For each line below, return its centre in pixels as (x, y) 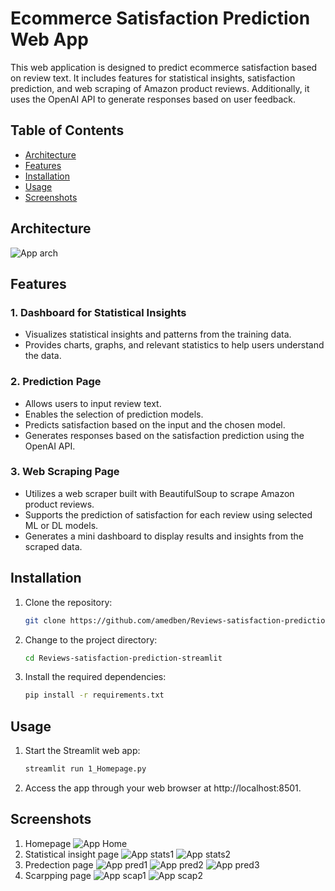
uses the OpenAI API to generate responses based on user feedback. (153, 99)
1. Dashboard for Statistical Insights (98, 312)
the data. (43, 356)
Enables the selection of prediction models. (114, 414)
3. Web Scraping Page (65, 472)
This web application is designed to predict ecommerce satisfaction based (164, 67)
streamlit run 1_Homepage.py (85, 769)
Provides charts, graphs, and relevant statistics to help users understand (174, 345)
